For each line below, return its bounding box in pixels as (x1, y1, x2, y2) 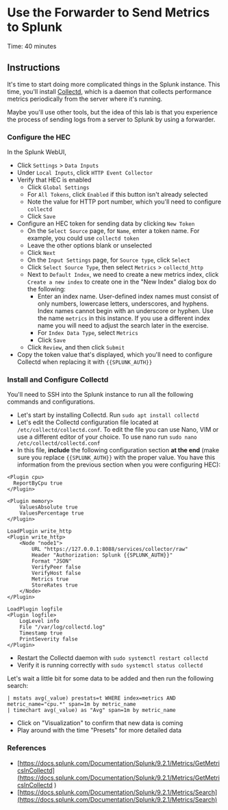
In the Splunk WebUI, (7, 148, 67, 156)
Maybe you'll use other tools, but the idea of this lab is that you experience (7, 108, 218, 116)
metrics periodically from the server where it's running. (7, 95, 163, 103)
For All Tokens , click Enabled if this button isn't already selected (27, 191, 208, 199)
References (7, 744, 47, 753)
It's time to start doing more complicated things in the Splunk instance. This (7, 80, 220, 88)
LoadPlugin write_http (7, 528, 72, 535)
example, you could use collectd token (27, 234, 140, 243)
